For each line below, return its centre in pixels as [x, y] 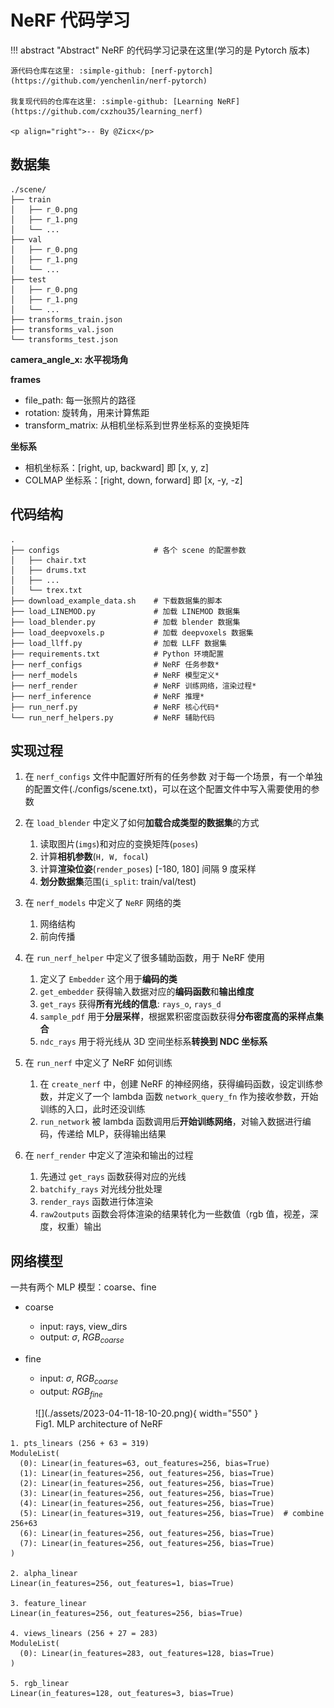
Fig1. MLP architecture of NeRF [99, 1423]
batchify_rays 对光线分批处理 [101, 1189]
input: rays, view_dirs [83, 1327]
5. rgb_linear [40, 1683]
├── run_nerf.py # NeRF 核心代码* [115, 707]
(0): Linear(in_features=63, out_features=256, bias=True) [145, 1463]
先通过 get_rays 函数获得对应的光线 [113, 1177]
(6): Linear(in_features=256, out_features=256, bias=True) [147, 1533]
